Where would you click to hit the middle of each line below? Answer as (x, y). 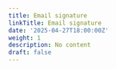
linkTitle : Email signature (55, 23)
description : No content (50, 45)
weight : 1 (25, 38)
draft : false (30, 52)
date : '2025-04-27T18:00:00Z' (59, 30)
